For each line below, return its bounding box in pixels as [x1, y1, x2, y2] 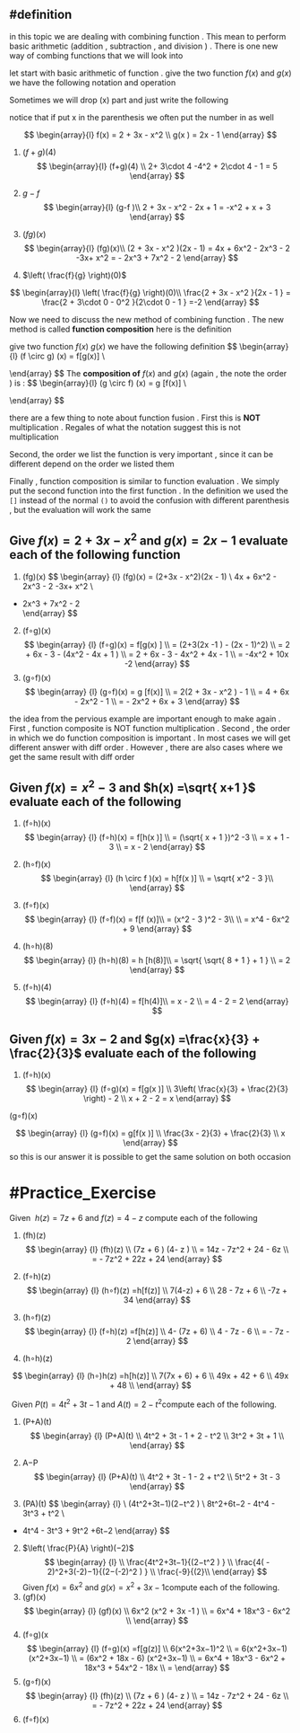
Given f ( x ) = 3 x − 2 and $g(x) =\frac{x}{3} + [9, 1031, 261, 1047]
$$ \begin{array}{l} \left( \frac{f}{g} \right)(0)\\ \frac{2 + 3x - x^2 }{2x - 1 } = [10, 287, 291, 297]
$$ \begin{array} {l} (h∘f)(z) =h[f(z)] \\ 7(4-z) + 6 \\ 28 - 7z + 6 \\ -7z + [26, 1285, 288, 1296]
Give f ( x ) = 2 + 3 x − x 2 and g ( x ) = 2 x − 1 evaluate [9, 530, 288, 549]
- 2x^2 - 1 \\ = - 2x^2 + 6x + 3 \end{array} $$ [74, 695, 240, 706]
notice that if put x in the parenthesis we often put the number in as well [9, 111, 275, 122]
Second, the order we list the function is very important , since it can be [9, 448, 274, 459]
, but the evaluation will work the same [9, 504, 151, 515]
